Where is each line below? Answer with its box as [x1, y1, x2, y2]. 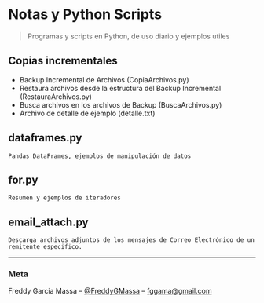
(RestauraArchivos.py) [19, 92, 93, 101]
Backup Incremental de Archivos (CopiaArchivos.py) [19, 75, 190, 84]
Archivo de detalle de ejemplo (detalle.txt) [19, 108, 156, 118]
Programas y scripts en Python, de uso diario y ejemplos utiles [27, 31, 230, 41]
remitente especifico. [8, 243, 82, 251]
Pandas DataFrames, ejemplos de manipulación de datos [8, 151, 192, 160]
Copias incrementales [8, 54, 118, 68]
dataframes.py [8, 131, 82, 144]
